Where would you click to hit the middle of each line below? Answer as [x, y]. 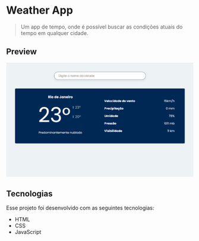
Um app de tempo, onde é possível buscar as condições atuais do [102, 27]
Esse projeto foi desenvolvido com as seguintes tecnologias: [80, 208]
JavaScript [28, 232]
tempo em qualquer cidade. [54, 33]
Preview [22, 52]
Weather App [40, 10]
